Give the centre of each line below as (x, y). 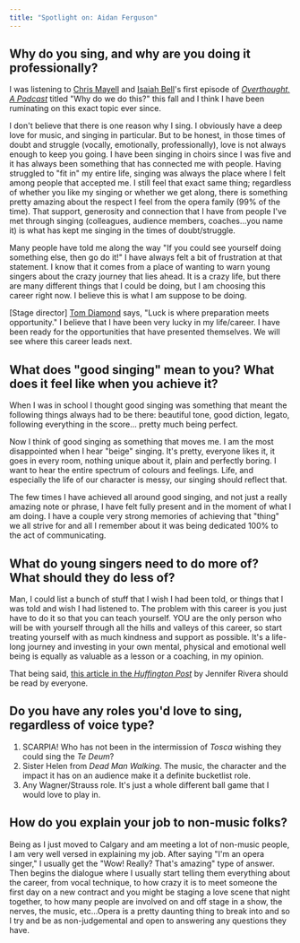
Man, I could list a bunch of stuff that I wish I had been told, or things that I (146, 599)
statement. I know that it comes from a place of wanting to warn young (140, 267)
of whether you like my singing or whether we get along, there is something (149, 193)
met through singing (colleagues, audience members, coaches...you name (146, 221)
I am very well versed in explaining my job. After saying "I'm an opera (137, 853)
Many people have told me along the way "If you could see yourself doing (146, 248)
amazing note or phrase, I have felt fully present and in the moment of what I (150, 506)
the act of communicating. (58, 535)
